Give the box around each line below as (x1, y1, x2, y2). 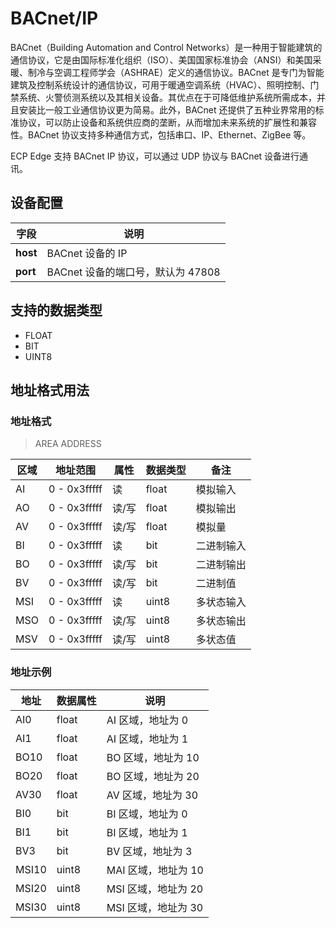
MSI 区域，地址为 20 (106, 882, 204, 896)
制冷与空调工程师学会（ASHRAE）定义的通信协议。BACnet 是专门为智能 (27, 66, 325, 78)
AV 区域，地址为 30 (106, 788, 199, 802)
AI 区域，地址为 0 (106, 713, 189, 727)
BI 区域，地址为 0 (106, 807, 188, 821)
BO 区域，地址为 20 (106, 769, 200, 783)
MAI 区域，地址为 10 (106, 863, 204, 877)
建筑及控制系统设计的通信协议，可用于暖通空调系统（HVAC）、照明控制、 (10, 78, 311, 91)
